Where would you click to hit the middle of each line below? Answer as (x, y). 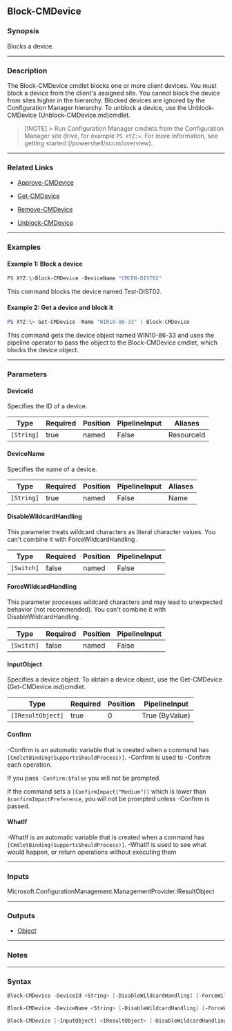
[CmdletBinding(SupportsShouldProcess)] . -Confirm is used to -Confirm (109, 757)
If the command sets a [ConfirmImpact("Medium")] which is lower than (107, 791)
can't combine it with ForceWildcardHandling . (73, 539)
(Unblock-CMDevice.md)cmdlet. (85, 115)
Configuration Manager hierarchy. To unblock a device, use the (97, 107)
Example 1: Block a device (45, 264)
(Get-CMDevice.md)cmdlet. (47, 687)
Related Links (30, 167)
